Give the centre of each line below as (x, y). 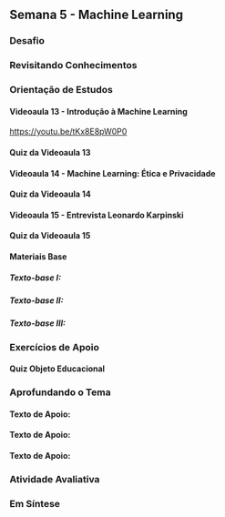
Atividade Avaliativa (55, 479)
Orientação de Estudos (61, 90)
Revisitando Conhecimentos (73, 66)
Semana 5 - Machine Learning (97, 15)
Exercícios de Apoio (55, 347)
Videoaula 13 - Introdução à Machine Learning (99, 111)
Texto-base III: (38, 323)
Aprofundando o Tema (60, 392)
